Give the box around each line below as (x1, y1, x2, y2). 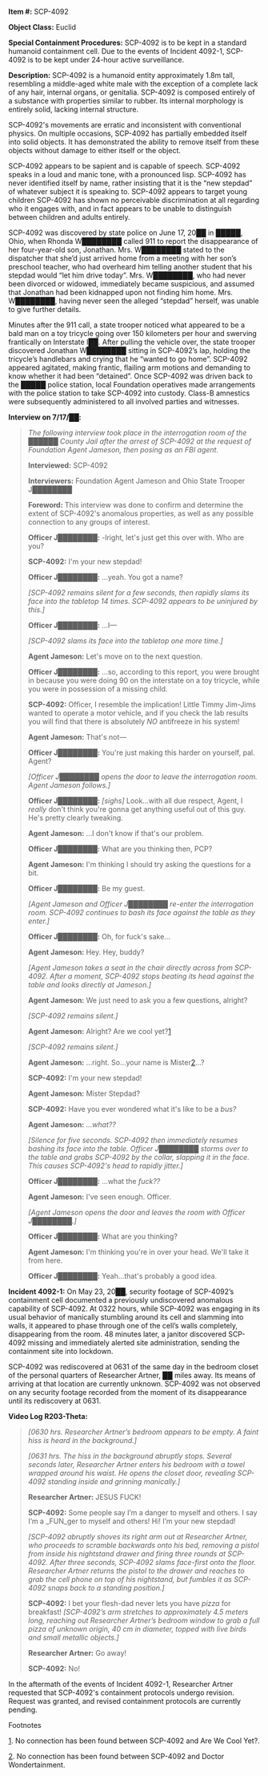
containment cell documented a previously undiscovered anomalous (8, 1296, 234, 1304)
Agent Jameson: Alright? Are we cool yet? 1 (27, 1027, 172, 1036)
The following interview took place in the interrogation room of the (27, 428, 247, 437)
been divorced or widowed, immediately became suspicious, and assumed (8, 279, 254, 288)
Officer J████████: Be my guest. (27, 884, 146, 893)
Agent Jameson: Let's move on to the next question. (27, 651, 202, 661)
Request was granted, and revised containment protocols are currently (8, 1697, 242, 1705)
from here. (27, 1255, 63, 1265)
